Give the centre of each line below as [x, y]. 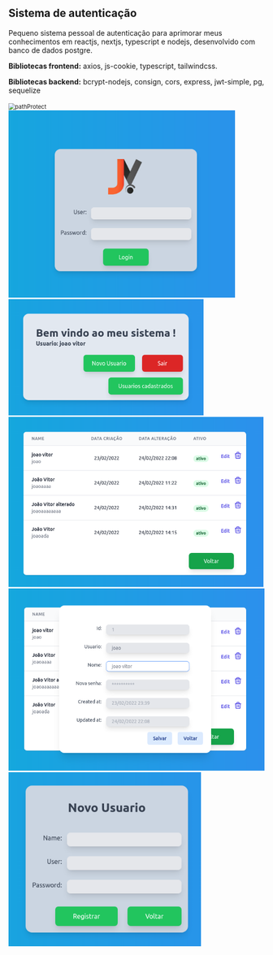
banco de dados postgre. [51, 50]
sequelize [25, 90]
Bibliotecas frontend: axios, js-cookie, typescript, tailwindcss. [113, 66]
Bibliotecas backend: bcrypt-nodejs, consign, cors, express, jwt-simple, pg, [136, 81]
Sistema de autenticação [73, 13]
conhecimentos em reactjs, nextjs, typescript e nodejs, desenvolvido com [132, 41]
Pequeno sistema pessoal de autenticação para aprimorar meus [115, 32]
